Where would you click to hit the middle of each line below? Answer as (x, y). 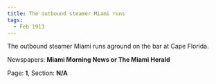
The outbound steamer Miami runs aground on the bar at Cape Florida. (108, 47)
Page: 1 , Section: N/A (37, 73)
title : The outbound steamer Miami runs (66, 14)
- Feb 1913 (29, 26)
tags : (15, 20)
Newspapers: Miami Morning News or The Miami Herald (89, 60)
